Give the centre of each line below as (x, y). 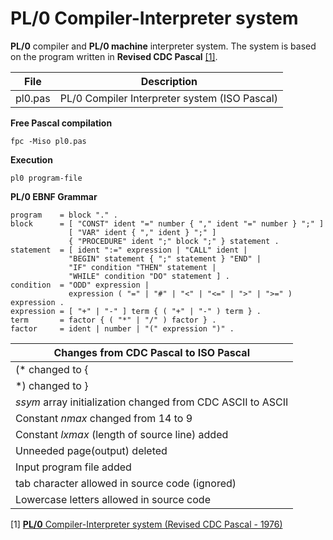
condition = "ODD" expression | (80, 285)
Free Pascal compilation (61, 123)
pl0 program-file (46, 178)
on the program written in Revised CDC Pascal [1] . (114, 56)
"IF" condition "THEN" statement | (142, 267)
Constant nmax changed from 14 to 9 (104, 418)
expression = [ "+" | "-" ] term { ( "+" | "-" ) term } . (136, 311)
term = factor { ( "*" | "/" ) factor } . (113, 320)
